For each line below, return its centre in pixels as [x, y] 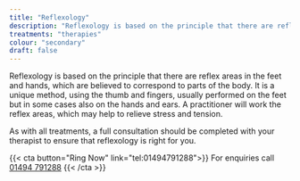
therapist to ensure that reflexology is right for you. [103, 141]
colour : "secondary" [48, 42]
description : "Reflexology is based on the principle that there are [142, 26]
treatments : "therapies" [55, 34]
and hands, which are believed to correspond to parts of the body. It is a [142, 86]
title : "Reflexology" [50, 17]
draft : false [33, 51]
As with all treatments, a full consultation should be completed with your [142, 131]
